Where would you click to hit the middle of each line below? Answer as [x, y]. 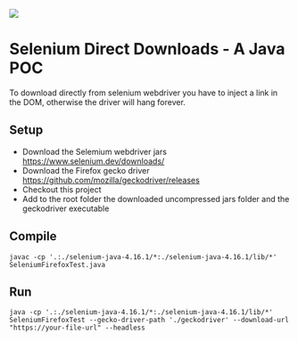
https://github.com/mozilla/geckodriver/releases [111, 180]
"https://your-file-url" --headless [77, 328]
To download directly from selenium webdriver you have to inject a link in [144, 93]
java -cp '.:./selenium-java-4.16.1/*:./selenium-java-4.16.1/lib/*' [141, 313]
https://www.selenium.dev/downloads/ [93, 161]
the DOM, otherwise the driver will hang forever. [97, 101]
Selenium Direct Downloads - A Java [147, 49]
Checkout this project [62, 189]
